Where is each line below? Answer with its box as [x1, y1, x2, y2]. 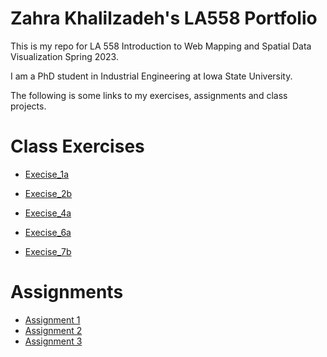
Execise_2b [24, 187, 73, 199]
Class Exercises [10, 135, 145, 158]
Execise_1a [24, 168, 70, 180]
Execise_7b [24, 245, 72, 257]
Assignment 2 [24, 324, 83, 336]
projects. [10, 100, 47, 112]
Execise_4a [24, 207, 72, 219]
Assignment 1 [24, 313, 81, 326]
